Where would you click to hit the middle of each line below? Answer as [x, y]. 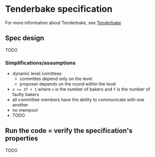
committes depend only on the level [56, 79]
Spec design [25, 38]
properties [22, 139]
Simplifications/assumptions [40, 63]
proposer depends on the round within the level [68, 84]
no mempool [25, 110]
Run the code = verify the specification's [69, 131]
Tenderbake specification [59, 9]
